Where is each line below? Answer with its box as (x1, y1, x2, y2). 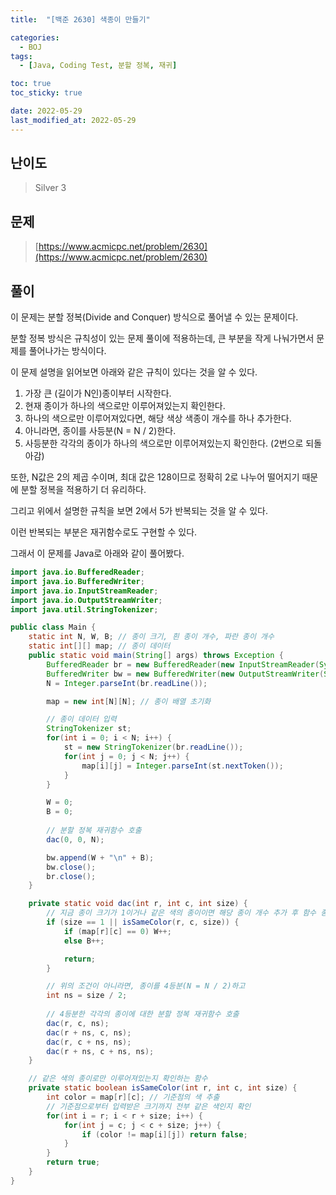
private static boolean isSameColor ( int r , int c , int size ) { (28, 1083, 298, 1093)
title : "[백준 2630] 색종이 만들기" (10, 14, 151, 25)
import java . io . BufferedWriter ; (10, 576, 145, 586)
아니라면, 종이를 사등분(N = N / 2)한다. (24, 425, 177, 437)
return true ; (46, 1157, 101, 1168)
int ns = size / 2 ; (46, 991, 128, 1001)
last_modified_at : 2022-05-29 (10, 115, 137, 125)
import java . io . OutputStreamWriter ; (10, 595, 163, 605)
